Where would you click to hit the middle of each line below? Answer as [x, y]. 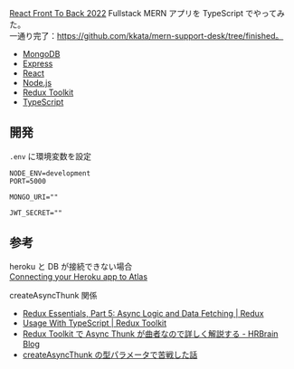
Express [38, 63]
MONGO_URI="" [34, 197]
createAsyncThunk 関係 [53, 295]
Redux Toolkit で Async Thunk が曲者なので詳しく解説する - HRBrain [150, 334]
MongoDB [41, 54]
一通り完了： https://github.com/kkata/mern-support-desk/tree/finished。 [147, 36]
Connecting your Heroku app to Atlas [78, 276]
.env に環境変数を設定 [51, 156]
